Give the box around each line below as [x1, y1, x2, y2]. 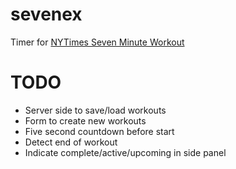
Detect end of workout [24, 136, 118, 148]
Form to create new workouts [24, 114, 147, 127]
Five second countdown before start [24, 125, 175, 137]
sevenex [10, 3, 83, 26]
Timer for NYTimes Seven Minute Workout [10, 36, 185, 48]
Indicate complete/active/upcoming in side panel [24, 146, 227, 158]
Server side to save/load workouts [24, 104, 167, 116]
